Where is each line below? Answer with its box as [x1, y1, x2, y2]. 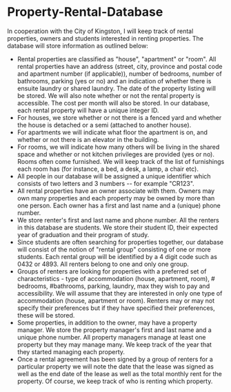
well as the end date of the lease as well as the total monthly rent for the [17, 369, 222, 378]
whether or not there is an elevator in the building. [17, 135, 159, 143]
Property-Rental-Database [7, 4, 163, 20]
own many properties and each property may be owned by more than [17, 194, 215, 202]
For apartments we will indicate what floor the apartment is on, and [17, 128, 208, 136]
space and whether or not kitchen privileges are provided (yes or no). [17, 149, 215, 158]
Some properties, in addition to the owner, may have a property [17, 318, 198, 327]
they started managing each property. [17, 347, 125, 355]
